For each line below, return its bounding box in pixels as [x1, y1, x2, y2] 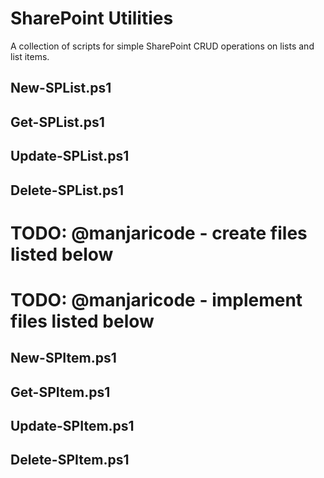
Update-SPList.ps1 [10, 148, 130, 165]
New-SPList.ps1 [10, 80, 112, 97]
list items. [10, 50, 50, 62]
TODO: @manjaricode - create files [10, 222, 308, 244]
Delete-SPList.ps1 [10, 182, 125, 199]
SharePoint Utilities [10, 7, 174, 30]
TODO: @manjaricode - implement [10, 288, 303, 311]
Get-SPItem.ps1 [10, 383, 111, 401]
